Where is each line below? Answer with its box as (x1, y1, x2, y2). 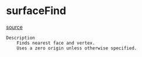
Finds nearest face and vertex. (16, 40, 95, 46)
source (6, 24, 23, 31)
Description (6, 35, 35, 41)
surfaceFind (6, 4, 67, 18)
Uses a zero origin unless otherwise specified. (16, 45, 137, 51)
